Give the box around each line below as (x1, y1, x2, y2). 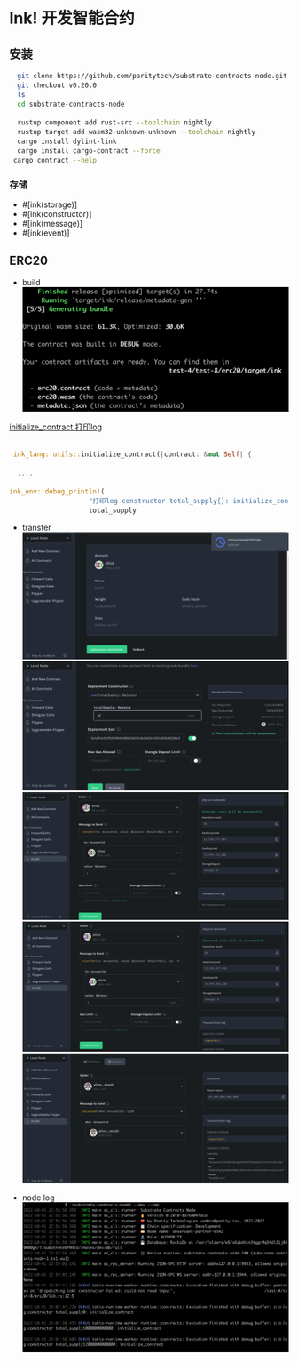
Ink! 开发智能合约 (9, 8, 135, 28)
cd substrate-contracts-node (17, 100, 125, 108)
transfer (21, 522, 51, 533)
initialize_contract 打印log (9, 421, 103, 432)
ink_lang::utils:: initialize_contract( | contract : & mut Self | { (12, 450, 252, 459)
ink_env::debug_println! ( (9, 487, 105, 496)
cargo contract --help (12, 156, 98, 164)
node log (21, 1192, 55, 1203)
